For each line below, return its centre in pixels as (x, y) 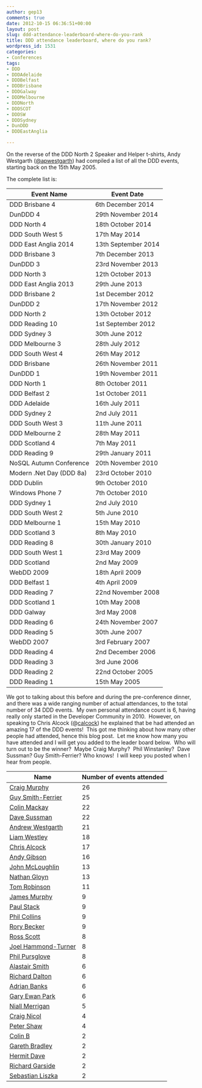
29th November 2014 (127, 214)
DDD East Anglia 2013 (42, 284)
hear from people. (29, 762)
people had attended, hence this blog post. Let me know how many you (97, 736)
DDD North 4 (28, 224)
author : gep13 (24, 12)
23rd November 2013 (127, 264)
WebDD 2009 (29, 572)
